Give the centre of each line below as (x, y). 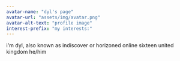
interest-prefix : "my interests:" (49, 28)
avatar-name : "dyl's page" (40, 12)
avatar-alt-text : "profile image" (49, 23)
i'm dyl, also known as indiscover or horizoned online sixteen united (90, 45)
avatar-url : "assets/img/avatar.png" (53, 17)
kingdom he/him (26, 52)
